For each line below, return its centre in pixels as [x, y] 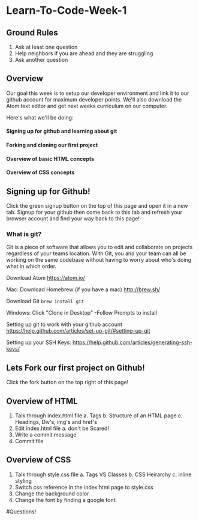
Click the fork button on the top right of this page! [67, 382]
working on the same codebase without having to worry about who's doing [99, 260]
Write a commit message [46, 434]
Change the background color [52, 494]
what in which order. [31, 266]
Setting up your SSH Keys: [39, 342]
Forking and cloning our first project [52, 145]
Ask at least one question [46, 47]
